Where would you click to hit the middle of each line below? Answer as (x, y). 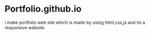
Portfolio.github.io (43, 9)
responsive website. (25, 27)
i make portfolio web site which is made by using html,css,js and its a (75, 22)
